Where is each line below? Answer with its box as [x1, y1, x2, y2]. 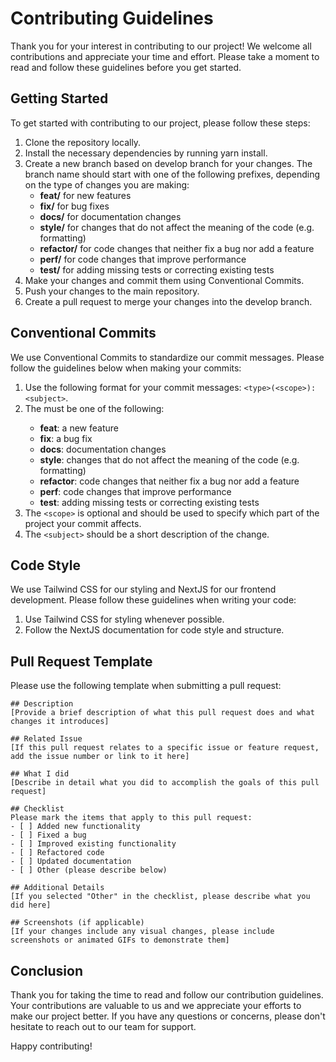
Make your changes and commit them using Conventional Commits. [24, 274, 305, 286]
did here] [10, 900, 52, 911]
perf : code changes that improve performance [39, 485, 232, 497]
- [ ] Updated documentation [10, 857, 132, 867]
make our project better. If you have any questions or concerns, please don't [10, 1010, 326, 1022]
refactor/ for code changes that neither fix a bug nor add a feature [39, 242, 315, 254]
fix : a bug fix [39, 432, 93, 444]
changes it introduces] [10, 717, 110, 727]
